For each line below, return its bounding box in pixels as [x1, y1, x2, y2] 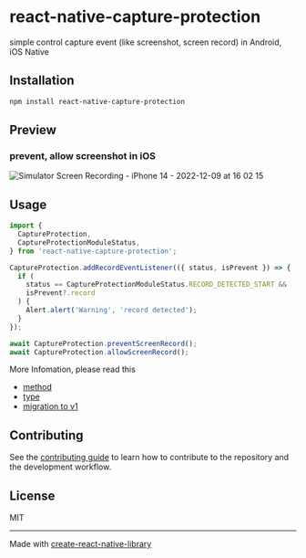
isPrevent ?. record [25, 289, 96, 298]
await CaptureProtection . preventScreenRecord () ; [9, 339, 198, 348]
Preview [9, 122, 57, 138]
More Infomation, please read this [9, 363, 137, 375]
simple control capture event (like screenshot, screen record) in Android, [9, 37, 282, 47]
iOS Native [9, 46, 50, 57]
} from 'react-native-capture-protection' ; [9, 247, 178, 256]
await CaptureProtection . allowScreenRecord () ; [9, 347, 189, 357]
